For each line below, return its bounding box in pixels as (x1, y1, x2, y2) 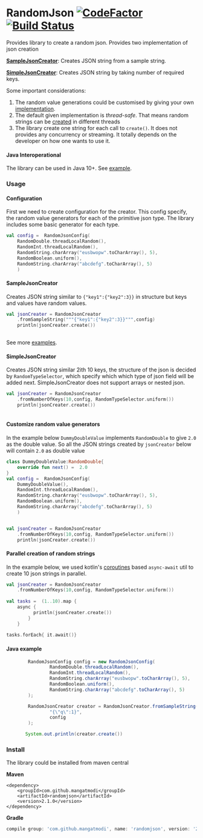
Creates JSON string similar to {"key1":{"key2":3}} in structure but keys (6, 293, 187, 300)
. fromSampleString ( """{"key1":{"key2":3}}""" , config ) (17, 316, 155, 323)
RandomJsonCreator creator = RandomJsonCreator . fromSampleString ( (28, 703, 199, 709)
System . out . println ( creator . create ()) (25, 731, 123, 738)
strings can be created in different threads (14, 118, 121, 125)
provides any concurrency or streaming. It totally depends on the (14, 131, 177, 138)
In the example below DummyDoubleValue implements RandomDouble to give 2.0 (6, 434, 196, 441)
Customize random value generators (6, 421, 100, 428)
